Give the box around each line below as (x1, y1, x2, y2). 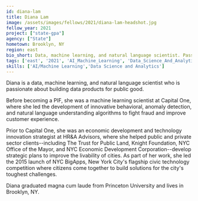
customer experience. (6, 116, 60, 123)
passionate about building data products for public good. (6, 86, 144, 93)
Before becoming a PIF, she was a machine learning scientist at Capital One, (6, 97, 192, 104)
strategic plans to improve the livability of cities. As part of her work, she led (6, 152, 192, 159)
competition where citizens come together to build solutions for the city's (6, 165, 184, 172)
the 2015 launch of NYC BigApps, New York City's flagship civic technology (6, 158, 190, 165)
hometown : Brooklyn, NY (6, 42, 65, 48)
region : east (6, 47, 38, 53)
